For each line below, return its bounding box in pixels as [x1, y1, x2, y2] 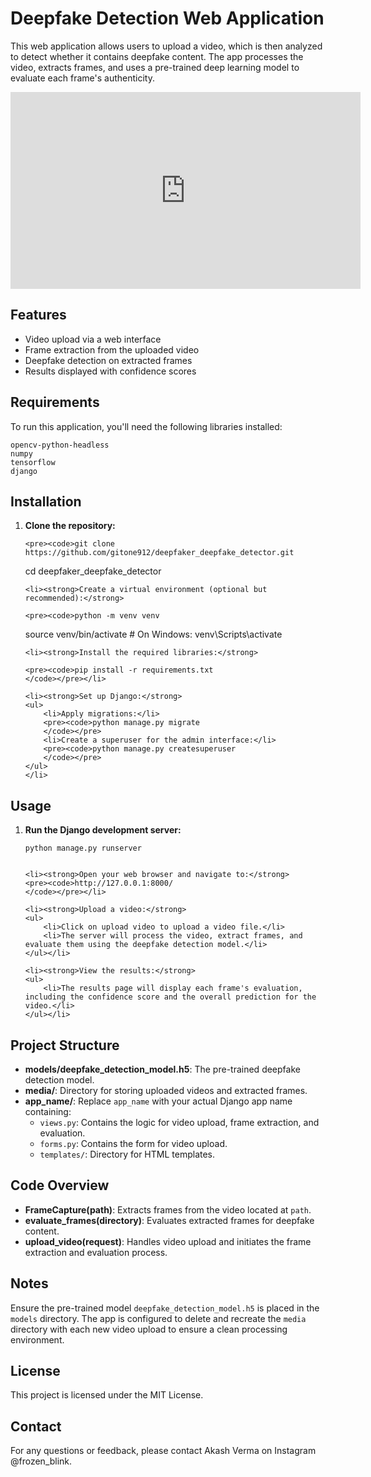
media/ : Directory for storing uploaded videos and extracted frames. [24, 1085, 308, 1096]
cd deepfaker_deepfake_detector [24, 565, 162, 577]
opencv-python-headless [10, 440, 110, 450]
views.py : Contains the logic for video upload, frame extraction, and [39, 1117, 320, 1128]
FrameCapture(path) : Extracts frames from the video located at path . [24, 1203, 312, 1216]
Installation [10, 493, 82, 510]
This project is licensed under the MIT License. [10, 1389, 204, 1401]
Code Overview [10, 1177, 110, 1194]
